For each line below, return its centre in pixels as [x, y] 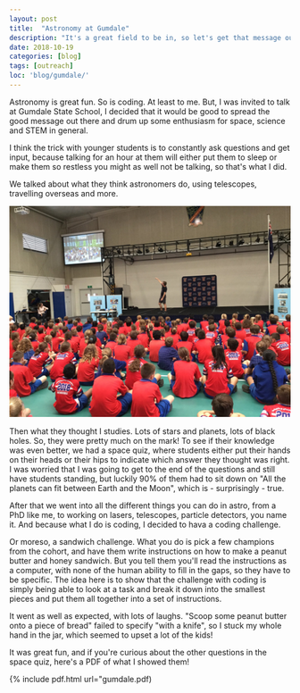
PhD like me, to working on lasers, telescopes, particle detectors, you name [148, 514]
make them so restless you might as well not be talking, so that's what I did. [148, 166]
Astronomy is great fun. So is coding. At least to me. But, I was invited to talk [150, 102]
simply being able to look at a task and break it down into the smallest [137, 589]
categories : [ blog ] [46, 57]
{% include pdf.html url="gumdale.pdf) [80, 679]
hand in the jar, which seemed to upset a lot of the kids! [111, 635]
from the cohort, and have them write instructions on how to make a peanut [148, 551]
